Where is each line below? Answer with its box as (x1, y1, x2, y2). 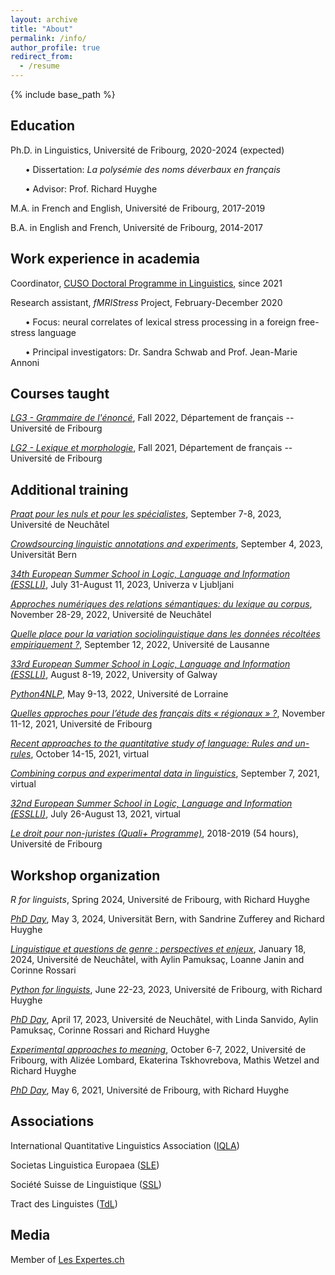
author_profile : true (10, 42, 101, 53)
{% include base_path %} (10, 89, 116, 100)
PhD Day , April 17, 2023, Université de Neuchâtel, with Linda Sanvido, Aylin (10, 1014, 319, 1026)
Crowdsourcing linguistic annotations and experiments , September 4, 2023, (10, 538, 323, 550)
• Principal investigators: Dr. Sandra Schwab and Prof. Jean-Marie (24, 346, 298, 358)
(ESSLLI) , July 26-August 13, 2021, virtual (10, 808, 182, 820)
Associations (10, 1113, 95, 1130)
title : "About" (10, 24, 74, 34)
